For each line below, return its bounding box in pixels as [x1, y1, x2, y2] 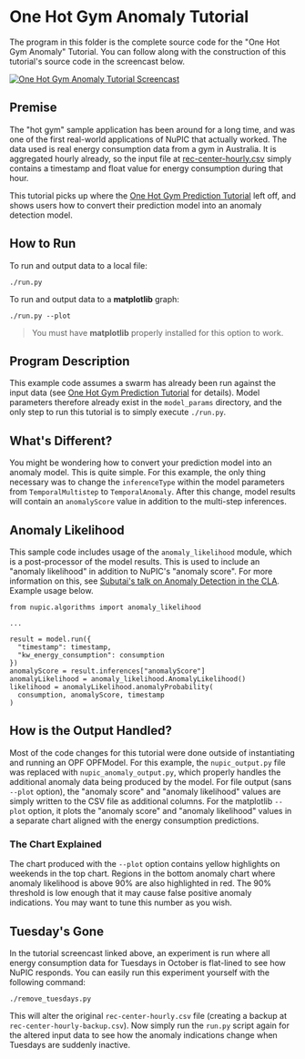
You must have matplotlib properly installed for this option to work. [31, 327, 284, 338]
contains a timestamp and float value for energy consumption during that [9, 162, 284, 174]
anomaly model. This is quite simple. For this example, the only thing [9, 467, 266, 478]
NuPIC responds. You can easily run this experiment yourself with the [9, 967, 270, 978]
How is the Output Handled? [9, 723, 173, 738]
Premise [9, 100, 57, 116]
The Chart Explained [9, 838, 102, 850]
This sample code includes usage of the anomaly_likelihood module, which [9, 546, 292, 557]
